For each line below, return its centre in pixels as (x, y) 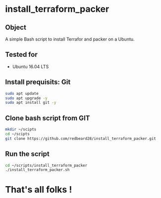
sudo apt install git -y (31, 103)
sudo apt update (22, 93)
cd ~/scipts (17, 134)
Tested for (22, 55)
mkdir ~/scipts (21, 129)
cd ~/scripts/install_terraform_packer (46, 165)
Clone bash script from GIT (48, 118)
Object (16, 27)
